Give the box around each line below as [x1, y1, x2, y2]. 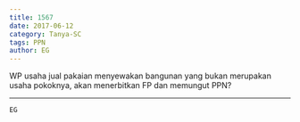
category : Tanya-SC [9, 29, 82, 38]
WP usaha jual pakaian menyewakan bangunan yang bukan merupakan [9, 70, 272, 81]
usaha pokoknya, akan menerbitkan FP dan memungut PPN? [9, 80, 232, 91]
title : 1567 [9, 12, 54, 22]
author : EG [9, 46, 50, 55]
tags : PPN [9, 37, 46, 47]
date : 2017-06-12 [9, 21, 74, 30]
